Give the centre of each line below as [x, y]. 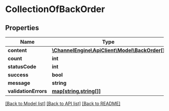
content [17, 50]
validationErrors [27, 91]
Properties [22, 28]
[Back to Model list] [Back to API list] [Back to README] [63, 103]
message [19, 83]
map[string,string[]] [76, 91]
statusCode [22, 67]
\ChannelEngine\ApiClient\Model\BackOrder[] [108, 50]
